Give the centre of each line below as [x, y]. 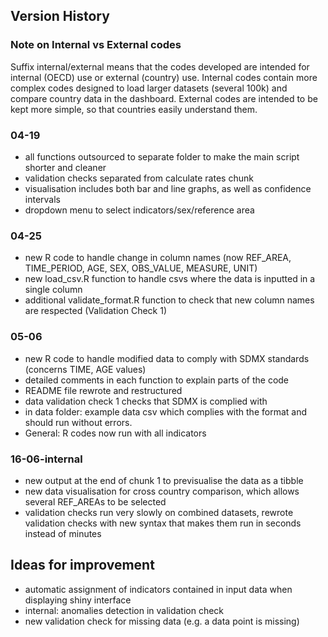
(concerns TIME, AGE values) [85, 369]
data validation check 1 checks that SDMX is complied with [146, 401]
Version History [60, 16]
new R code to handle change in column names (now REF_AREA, [158, 258]
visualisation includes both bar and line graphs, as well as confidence [168, 188]
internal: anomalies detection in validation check [124, 610]
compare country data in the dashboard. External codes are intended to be [164, 98]
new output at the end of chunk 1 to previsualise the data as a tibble [164, 480]
